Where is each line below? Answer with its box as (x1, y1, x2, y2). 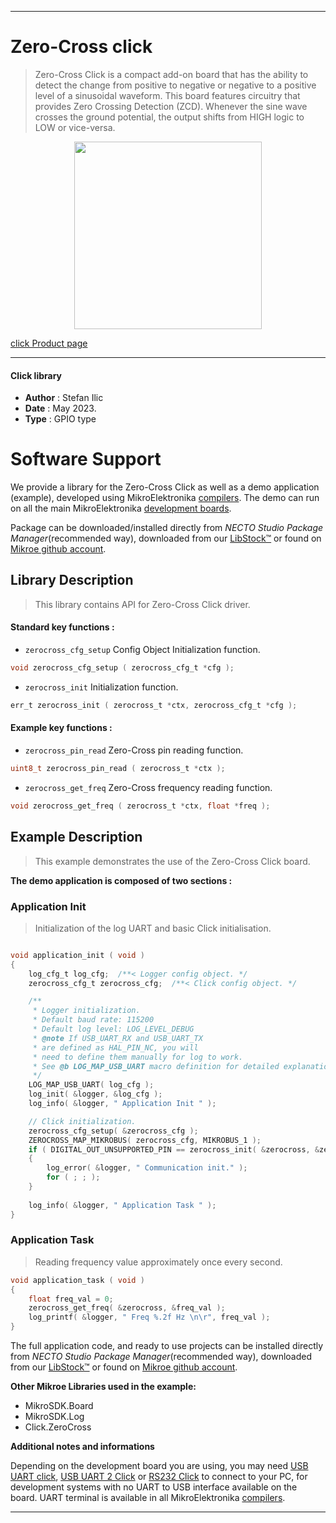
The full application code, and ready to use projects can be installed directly (10, 1340, 324, 1352)
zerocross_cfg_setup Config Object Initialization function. (24, 644, 261, 656)
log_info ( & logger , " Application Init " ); (28, 1099, 217, 1109)
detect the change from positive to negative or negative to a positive (34, 79, 317, 91)
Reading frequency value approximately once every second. (34, 1256, 283, 1268)
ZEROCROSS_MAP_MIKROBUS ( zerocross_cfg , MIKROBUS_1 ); (28, 1135, 262, 1145)
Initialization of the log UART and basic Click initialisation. (34, 922, 272, 934)
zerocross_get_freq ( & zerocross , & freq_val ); (28, 1303, 226, 1313)
